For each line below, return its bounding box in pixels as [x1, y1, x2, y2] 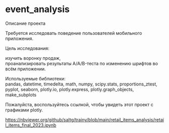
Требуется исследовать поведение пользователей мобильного [5, 30, 142, 36]
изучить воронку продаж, [5, 55, 61, 61]
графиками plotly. [5, 107, 43, 113]
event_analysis [5, 4, 70, 15]
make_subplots [5, 92, 37, 98]
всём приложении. [5, 66, 46, 72]
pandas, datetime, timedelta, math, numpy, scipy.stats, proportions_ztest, [5, 81, 157, 87]
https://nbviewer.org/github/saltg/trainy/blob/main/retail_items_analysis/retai [5, 116, 164, 122]
